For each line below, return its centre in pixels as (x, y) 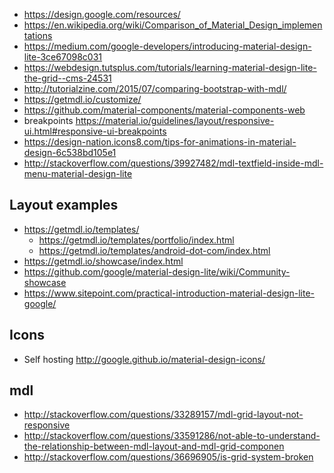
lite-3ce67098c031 (63, 57)
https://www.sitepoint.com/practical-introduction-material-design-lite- (169, 293)
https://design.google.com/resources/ (102, 14)
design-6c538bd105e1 (70, 152)
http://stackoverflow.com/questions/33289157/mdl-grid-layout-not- (163, 415)
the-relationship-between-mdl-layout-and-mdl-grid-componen (154, 446)
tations (38, 35)
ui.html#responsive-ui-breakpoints (95, 131)
